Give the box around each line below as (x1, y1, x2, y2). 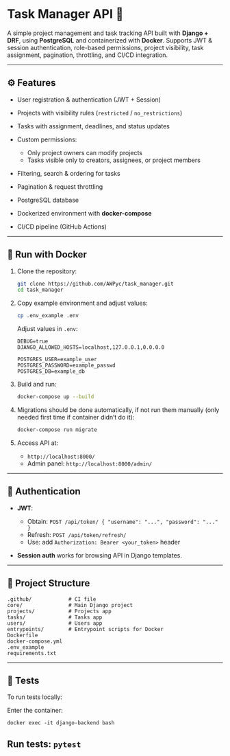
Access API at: (16, 439, 59, 447)
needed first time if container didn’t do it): (16, 413, 135, 422)
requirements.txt (7, 650, 57, 656)
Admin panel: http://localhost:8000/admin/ (27, 459, 153, 468)
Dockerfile (7, 632, 38, 639)
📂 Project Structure (7, 577, 90, 589)
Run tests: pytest (7, 738, 81, 750)
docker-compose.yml (7, 638, 63, 645)
